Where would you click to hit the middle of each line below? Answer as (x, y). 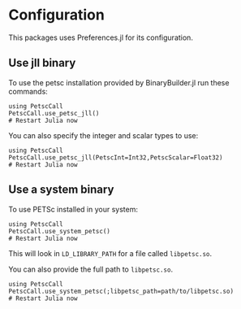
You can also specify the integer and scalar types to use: (103, 135)
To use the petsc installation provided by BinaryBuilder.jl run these (119, 82)
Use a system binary (61, 190)
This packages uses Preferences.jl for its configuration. (101, 37)
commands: (28, 91)
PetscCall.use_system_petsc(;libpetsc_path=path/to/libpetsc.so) (121, 291)
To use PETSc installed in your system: (73, 209)
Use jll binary (42, 63)
